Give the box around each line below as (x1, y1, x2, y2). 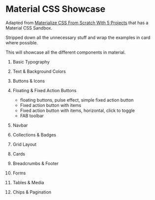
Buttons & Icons (12, 78, 45, 84)
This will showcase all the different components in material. (5, 49, 126, 55)
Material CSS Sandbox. (5, 25, 53, 31)
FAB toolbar (20, 112, 44, 119)
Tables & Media (12, 179, 44, 185)
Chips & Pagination (12, 189, 52, 195)
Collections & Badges (12, 132, 57, 137)
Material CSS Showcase (5, 3, 105, 15)
